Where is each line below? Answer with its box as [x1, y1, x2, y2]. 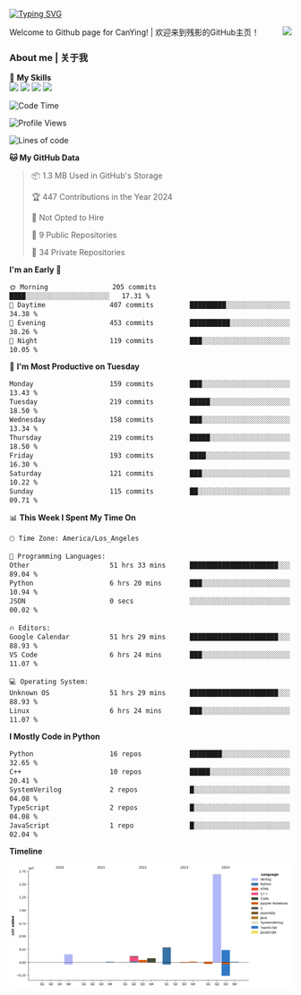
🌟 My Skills [9, 73, 52, 83]
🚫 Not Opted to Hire [30, 212, 105, 223]
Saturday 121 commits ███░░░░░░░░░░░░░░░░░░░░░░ [9, 469, 291, 478]
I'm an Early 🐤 [9, 264, 62, 275]
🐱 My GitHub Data [9, 152, 81, 163]
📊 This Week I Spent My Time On [9, 512, 136, 523]
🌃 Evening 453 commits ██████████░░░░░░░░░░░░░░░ [9, 319, 291, 328]
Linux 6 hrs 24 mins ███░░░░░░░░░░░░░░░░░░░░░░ [9, 707, 291, 716]
